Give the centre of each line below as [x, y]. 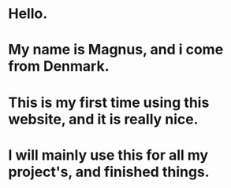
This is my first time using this [109, 102]
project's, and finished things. [109, 172]
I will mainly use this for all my [108, 155]
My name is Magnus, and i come [116, 50]
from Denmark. [59, 66]
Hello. [28, 14]
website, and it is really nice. [103, 119]
